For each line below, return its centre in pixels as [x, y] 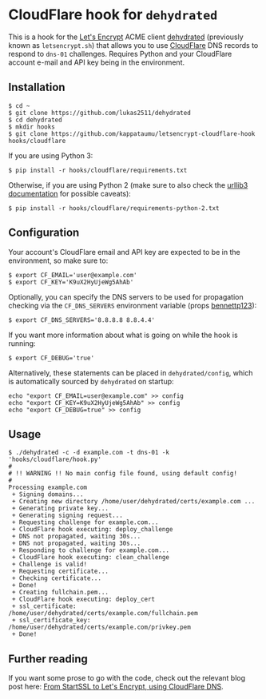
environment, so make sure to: [58, 260]
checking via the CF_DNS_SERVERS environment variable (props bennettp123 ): [133, 305]
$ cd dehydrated [35, 120]
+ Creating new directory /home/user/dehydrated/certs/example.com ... [133, 502]
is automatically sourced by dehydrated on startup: [91, 381]
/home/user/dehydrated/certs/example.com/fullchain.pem [103, 614]
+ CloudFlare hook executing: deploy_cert [83, 600]
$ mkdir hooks [32, 127]
